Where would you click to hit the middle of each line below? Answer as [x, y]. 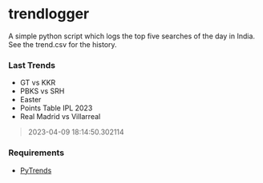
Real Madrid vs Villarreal [60, 117]
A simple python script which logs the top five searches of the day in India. [131, 36]
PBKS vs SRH [42, 91]
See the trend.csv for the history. [63, 44]
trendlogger [49, 14]
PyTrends [36, 170]
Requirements [36, 153]
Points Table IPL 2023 [56, 108]
